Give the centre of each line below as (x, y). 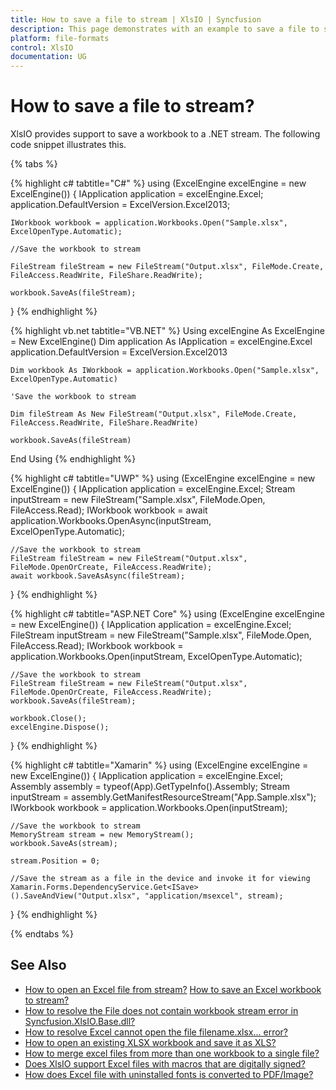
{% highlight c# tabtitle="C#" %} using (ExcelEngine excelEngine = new (158, 183)
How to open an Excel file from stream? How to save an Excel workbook (173, 989)
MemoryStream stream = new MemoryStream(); (102, 835)
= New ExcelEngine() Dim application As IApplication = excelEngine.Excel (161, 342)
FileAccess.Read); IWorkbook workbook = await (109, 510)
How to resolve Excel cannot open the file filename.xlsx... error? (156, 1032)
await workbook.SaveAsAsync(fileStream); (98, 576)
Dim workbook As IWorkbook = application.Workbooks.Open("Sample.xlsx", (165, 371)
